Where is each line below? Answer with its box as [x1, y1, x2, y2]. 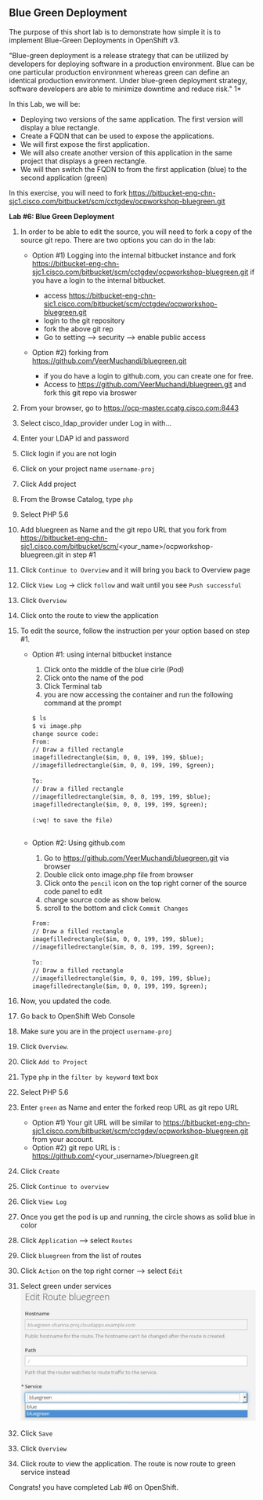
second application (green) [20, 173, 108, 182]
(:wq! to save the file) [31, 816, 113, 824]
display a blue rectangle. [20, 123, 100, 132]
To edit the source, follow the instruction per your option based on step [20, 626, 250, 635]
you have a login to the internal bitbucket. [31, 275, 166, 285]
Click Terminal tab [43, 681, 103, 690]
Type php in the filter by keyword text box [20, 1072, 159, 1081]
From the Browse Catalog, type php [20, 494, 134, 503]
